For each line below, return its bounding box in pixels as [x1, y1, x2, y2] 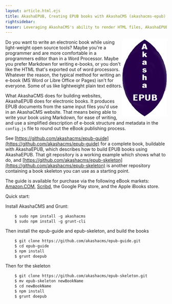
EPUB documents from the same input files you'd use [5, 104, 118, 110]
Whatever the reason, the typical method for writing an [5, 72, 121, 78]
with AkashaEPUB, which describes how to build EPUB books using [5, 146, 147, 152]
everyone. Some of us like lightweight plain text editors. [5, 83, 123, 89]
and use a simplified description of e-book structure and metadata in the [5, 120, 159, 126]
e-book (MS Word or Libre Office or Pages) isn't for [5, 77, 114, 84]
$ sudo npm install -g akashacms [14, 214, 86, 219]
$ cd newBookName [14, 283, 52, 289]
